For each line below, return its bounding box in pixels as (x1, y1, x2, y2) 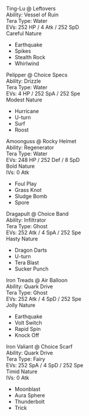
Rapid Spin (14, 326, 41, 332)
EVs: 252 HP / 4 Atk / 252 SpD (6, 23, 79, 31)
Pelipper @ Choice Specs (6, 72, 68, 78)
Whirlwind (14, 60, 39, 67)
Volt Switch (14, 319, 42, 326)
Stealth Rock (14, 54, 46, 60)
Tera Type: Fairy (6, 356, 46, 363)
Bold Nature (6, 163, 35, 170)
